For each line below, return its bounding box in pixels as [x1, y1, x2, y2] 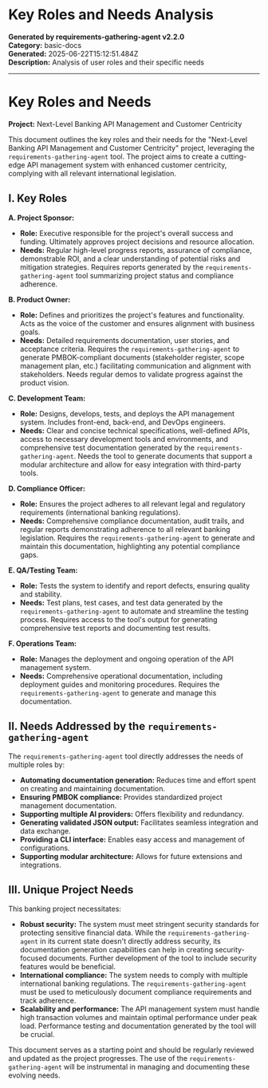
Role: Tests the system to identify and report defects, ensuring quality [19, 581, 250, 590]
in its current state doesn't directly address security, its [39, 936, 221, 946]
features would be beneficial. [19, 962, 116, 972]
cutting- [220, 152, 247, 161]
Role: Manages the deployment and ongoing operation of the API [19, 654, 234, 664]
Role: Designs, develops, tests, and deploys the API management [19, 408, 235, 418]
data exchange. [19, 826, 72, 835]
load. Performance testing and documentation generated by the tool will [19, 1021, 257, 1031]
